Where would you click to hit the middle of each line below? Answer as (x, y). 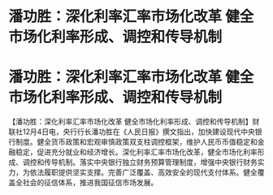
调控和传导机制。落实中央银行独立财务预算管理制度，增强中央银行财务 (140, 162)
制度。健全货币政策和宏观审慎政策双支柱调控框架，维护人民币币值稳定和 (136, 142)
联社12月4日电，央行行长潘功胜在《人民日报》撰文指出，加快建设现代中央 (132, 132)
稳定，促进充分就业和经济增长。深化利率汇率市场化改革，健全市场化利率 (136, 152)
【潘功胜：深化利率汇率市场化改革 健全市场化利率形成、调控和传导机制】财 (134, 122)
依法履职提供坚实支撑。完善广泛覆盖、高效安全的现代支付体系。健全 (143, 172)
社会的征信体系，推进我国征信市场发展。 (90, 183)
